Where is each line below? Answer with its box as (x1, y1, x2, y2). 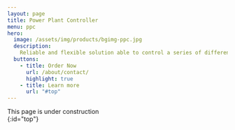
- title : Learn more (20, 82, 80, 89)
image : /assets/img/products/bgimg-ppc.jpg (13, 36, 142, 43)
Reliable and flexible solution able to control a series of (20, 50, 201, 57)
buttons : (13, 56, 39, 63)
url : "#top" (25, 88, 61, 95)
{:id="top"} (7, 115, 39, 123)
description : (13, 43, 52, 50)
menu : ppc (7, 23, 36, 30)
